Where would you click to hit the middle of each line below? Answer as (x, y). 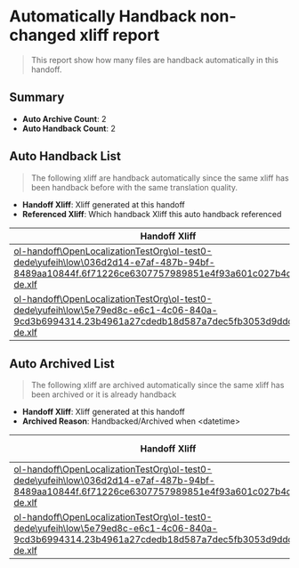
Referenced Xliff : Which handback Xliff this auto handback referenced (152, 214)
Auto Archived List (62, 364)
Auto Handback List (65, 156)
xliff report (120, 35)
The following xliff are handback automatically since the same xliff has (160, 178)
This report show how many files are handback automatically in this (154, 60)
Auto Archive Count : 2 (64, 118)
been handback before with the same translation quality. (134, 187)
